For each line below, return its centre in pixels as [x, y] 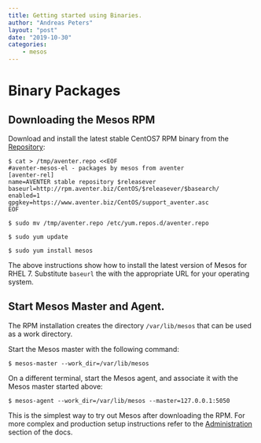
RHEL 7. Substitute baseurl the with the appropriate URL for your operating [129, 273]
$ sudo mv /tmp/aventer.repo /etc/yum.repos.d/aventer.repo [109, 223]
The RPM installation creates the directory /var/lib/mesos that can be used [130, 325]
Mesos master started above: [56, 386]
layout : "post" [33, 30]
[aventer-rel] [31, 175]
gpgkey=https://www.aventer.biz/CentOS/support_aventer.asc [109, 203]
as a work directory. [40, 334]
